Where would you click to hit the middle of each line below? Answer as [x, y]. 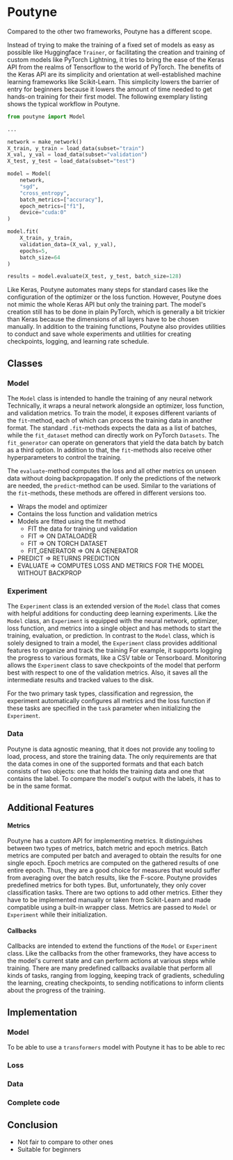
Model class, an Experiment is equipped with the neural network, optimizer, [113, 621]
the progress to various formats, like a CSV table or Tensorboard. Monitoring [117, 658]
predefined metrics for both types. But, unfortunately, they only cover [107, 885]
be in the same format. [40, 786]
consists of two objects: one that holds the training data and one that [106, 771]
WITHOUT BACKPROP [49, 573]
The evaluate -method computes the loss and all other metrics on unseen [112, 471]
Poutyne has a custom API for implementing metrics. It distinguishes [105, 841]
